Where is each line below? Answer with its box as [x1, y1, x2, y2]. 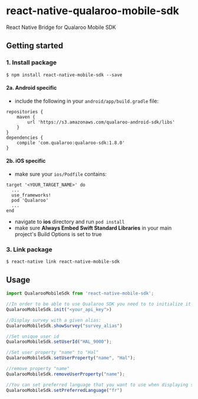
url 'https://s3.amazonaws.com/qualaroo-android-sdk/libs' [27, 119, 176, 125]
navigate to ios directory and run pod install [14, 218, 125, 225]
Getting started [6, 41, 64, 51]
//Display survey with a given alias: [6, 317, 101, 323]
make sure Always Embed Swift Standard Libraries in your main [14, 224, 172, 231]
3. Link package [6, 245, 52, 253]
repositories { [6, 109, 44, 115]
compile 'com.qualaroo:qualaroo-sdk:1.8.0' [16, 140, 126, 146]
